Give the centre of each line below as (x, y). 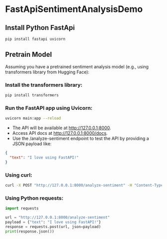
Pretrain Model (29, 55)
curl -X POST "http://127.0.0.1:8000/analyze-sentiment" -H (69, 185)
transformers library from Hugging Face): (47, 72)
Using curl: (19, 175)
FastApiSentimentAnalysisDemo (74, 9)
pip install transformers (32, 95)
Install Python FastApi (40, 28)
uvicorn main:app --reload (33, 118)
